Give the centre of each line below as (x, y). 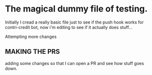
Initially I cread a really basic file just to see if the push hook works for (74, 22)
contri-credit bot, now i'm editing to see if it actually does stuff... (69, 27)
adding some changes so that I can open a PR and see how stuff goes (75, 63)
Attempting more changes (31, 37)
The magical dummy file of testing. (76, 9)
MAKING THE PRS (33, 52)
